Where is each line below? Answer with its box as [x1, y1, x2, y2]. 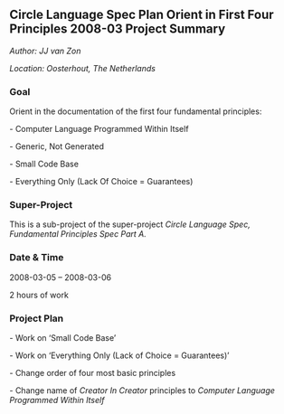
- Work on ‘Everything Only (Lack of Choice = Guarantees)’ [9, 350, 230, 361]
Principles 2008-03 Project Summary [9, 22, 226, 37]
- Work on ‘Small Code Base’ [9, 333, 117, 343]
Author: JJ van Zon [9, 45, 81, 56]
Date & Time [9, 251, 64, 264]
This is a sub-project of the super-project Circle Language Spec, [9, 219, 251, 230]
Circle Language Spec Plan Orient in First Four [9, 7, 274, 23]
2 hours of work [9, 289, 70, 300]
